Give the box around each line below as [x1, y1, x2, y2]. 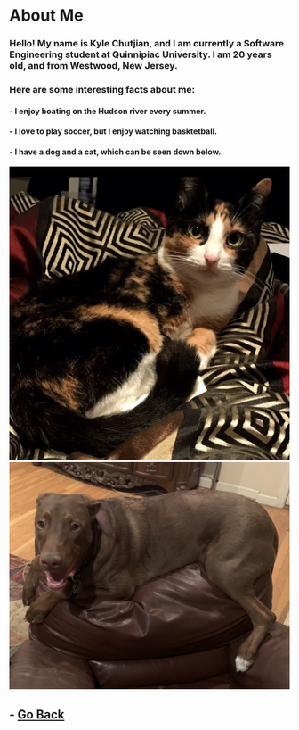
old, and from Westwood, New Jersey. [9, 60, 178, 72]
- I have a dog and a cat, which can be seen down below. [9, 146, 222, 157]
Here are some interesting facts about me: [9, 84, 196, 96]
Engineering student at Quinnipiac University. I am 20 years [9, 48, 273, 61]
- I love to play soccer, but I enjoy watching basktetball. [9, 126, 218, 137]
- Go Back [9, 707, 65, 722]
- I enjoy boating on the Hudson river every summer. [9, 105, 206, 116]
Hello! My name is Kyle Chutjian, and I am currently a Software [9, 37, 285, 50]
